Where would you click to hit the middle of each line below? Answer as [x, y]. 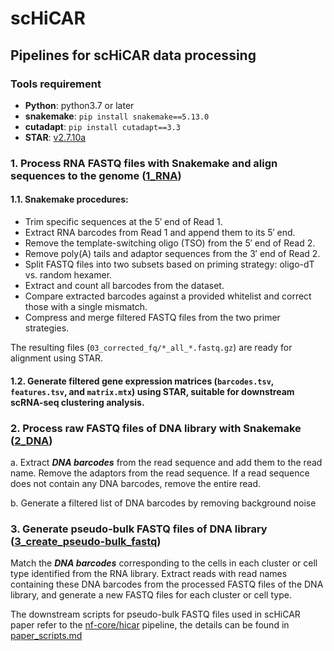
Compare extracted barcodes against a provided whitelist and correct [168, 296]
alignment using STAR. [57, 358]
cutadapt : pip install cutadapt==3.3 [102, 126]
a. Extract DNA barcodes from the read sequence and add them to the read [166, 462]
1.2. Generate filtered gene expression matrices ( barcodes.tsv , [142, 381]
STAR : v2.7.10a [55, 137]
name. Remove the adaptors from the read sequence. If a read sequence [160, 473]
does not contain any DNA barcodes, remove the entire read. [136, 483]
